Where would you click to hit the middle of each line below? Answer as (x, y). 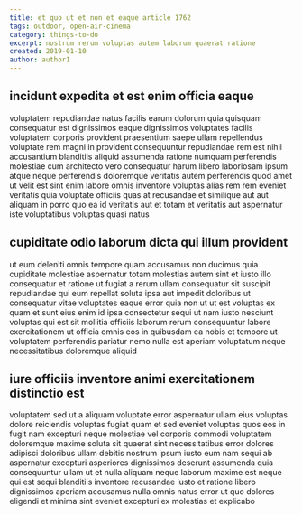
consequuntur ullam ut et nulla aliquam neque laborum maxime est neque (146, 473)
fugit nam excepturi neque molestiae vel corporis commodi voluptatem (141, 434)
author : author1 (40, 60)
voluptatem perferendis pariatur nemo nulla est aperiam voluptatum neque (147, 341)
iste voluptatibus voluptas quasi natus (80, 214)
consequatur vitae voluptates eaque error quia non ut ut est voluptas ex (142, 303)
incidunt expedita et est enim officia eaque (132, 96)
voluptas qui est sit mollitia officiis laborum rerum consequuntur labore (140, 322)
